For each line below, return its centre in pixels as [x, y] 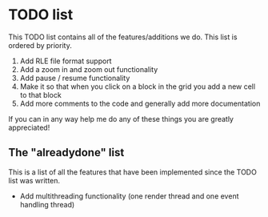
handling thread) [47, 204]
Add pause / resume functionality [75, 78]
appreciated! [29, 127]
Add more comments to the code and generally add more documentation [140, 103]
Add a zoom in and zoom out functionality [89, 69]
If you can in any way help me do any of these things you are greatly [121, 119]
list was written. [34, 180]
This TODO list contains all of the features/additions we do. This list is [123, 37]
